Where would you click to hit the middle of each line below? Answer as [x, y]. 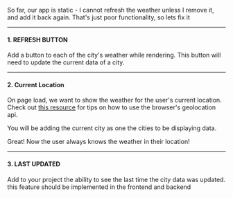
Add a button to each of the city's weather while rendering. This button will [114, 55]
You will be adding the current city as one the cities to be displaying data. [112, 128]
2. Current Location [36, 84]
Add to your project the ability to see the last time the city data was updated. [116, 179]
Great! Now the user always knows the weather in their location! [98, 142]
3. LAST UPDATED [34, 164]
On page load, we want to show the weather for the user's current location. [114, 100]
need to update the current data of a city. [66, 62]
